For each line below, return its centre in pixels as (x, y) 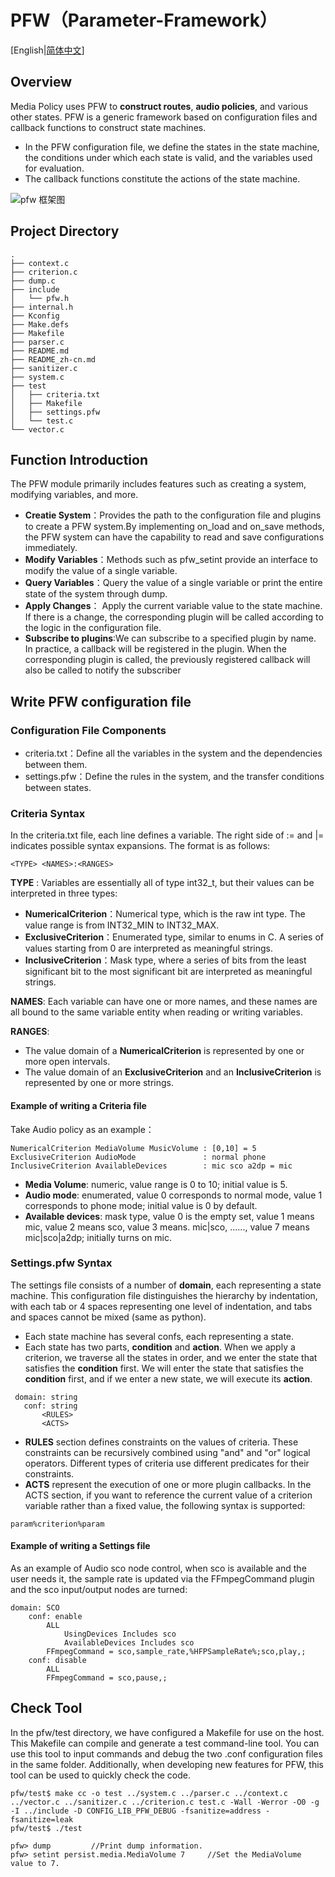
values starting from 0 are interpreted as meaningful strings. (148, 948)
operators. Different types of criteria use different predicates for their (167, 1463)
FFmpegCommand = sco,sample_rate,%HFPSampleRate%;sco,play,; (176, 1652)
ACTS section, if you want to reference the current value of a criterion (168, 1495)
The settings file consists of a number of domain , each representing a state (166, 1285)
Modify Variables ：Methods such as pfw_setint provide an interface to (171, 560)
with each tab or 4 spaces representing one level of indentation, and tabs (161, 1306)
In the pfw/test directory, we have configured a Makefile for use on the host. (167, 1732)
